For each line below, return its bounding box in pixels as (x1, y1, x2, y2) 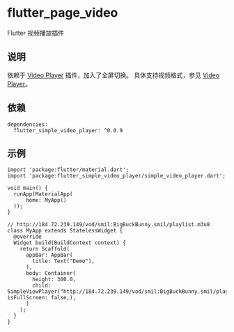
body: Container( (25, 270, 77, 277)
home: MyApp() (25, 197, 68, 204)
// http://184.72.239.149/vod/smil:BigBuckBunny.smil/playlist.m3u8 (7, 221, 210, 228)
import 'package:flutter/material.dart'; (7, 166, 130, 173)
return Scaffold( (19, 246, 70, 253)
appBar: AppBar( (25, 252, 73, 259)
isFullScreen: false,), (7, 294, 77, 301)
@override (13, 233, 42, 241)
